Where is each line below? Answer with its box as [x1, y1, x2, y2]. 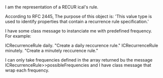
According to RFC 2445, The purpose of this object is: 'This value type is [5, 14, 152, 19]
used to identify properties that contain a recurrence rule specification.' [5, 19, 149, 24]
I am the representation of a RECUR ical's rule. [5, 4, 99, 10]
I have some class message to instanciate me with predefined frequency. [5, 28, 153, 33]
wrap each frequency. [5, 67, 50, 73]
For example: [5, 33, 32, 39]
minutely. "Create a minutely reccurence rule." [5, 48, 98, 53]
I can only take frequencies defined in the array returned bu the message [5, 57, 153, 62]
